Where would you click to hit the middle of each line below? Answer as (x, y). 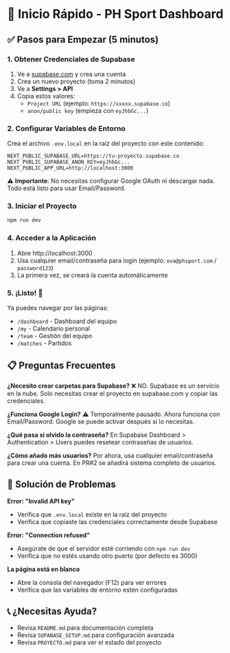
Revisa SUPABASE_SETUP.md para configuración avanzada (96, 635)
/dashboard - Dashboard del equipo (67, 321)
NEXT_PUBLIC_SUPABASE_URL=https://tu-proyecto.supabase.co (93, 156)
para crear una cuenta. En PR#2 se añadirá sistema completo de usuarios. (112, 463)
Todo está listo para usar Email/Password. (66, 188)
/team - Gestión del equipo (55, 335)
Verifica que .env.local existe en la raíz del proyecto (92, 514)
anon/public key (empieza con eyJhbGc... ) (88, 110)
